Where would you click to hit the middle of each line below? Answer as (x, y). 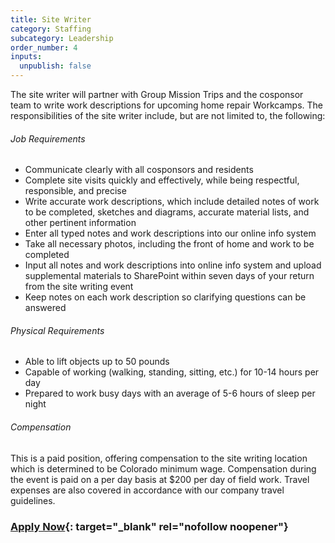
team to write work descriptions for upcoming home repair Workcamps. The (167, 105)
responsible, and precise (75, 191)
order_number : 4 (44, 47)
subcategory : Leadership (62, 38)
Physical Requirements (57, 330)
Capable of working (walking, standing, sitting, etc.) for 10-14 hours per (172, 372)
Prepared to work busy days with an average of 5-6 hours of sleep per (170, 393)
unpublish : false (55, 66)
